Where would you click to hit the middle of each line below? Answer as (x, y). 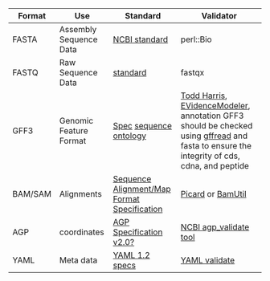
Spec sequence (143, 126)
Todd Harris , (204, 96)
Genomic (76, 121)
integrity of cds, (211, 156)
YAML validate (208, 260)
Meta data (78, 260)
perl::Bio (196, 39)
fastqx (192, 73)
